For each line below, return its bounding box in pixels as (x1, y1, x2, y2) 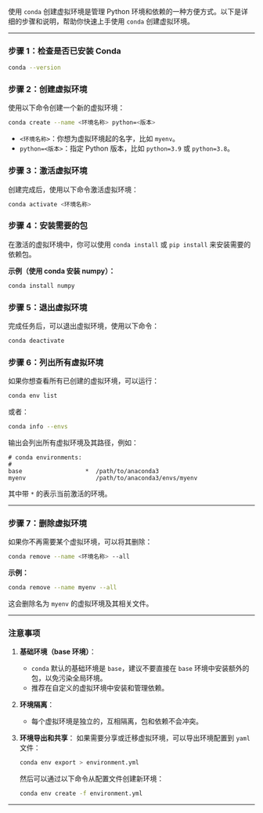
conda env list (8, 392, 58, 400)
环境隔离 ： (19, 700, 55, 709)
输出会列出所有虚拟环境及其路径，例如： (8, 438, 139, 447)
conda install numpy (8, 282, 76, 290)
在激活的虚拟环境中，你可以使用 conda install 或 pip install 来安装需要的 (8, 239, 251, 249)
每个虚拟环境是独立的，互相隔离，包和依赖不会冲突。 (31, 716, 204, 726)
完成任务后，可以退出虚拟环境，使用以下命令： (8, 321, 159, 330)
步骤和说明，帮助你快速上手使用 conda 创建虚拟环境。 (21, 16, 194, 26)
